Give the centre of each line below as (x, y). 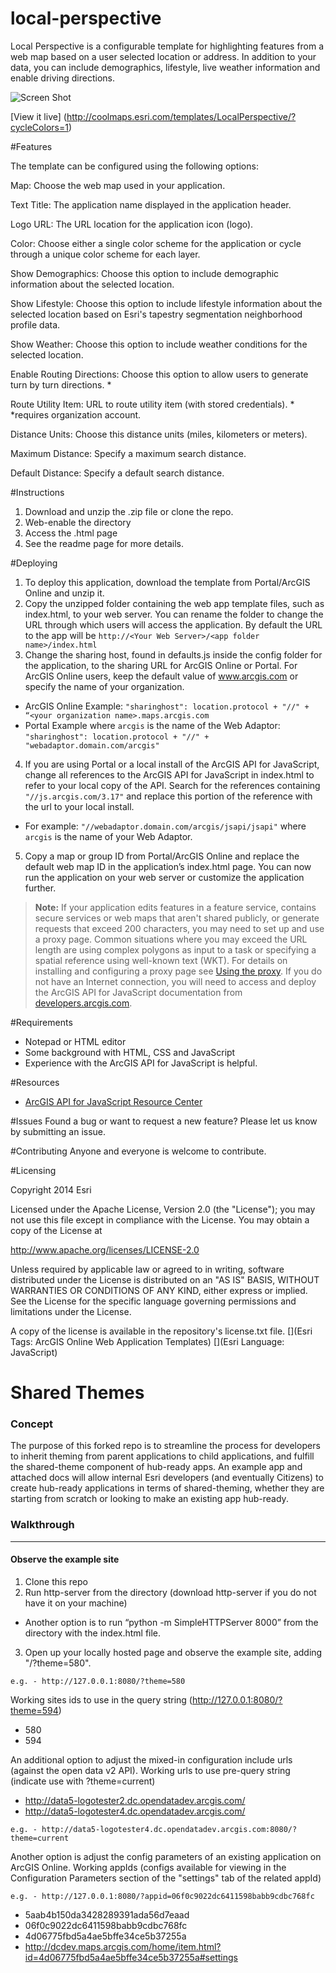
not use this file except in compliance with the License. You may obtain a (160, 1219)
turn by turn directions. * (61, 384)
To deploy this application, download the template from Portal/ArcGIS (167, 582)
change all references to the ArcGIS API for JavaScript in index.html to (169, 774)
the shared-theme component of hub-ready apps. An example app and (156, 1467)
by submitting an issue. (58, 1131)
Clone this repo (56, 1581)
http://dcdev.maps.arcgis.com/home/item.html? (123, 1946)
